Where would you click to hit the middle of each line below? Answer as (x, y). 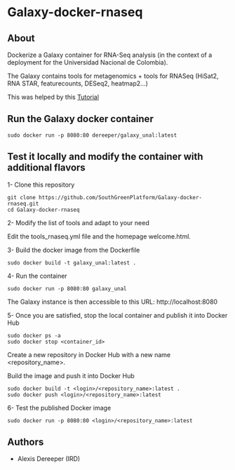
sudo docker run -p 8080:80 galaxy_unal (67, 288)
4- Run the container (38, 276)
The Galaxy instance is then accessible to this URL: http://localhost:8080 (113, 302)
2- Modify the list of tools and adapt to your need (78, 222)
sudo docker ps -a (34, 335)
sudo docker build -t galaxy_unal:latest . (72, 263)
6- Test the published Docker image (59, 408)
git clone (22, 197)
